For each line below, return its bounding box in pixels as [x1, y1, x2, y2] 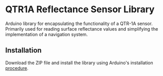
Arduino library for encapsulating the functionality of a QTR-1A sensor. [5, 20, 153, 27]
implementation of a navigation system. [5, 31, 88, 37]
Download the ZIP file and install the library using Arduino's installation [5, 60, 154, 66]
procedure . [5, 65, 29, 71]
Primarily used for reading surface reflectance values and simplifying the [5, 26, 158, 32]
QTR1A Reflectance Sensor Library [5, 4, 155, 15]
